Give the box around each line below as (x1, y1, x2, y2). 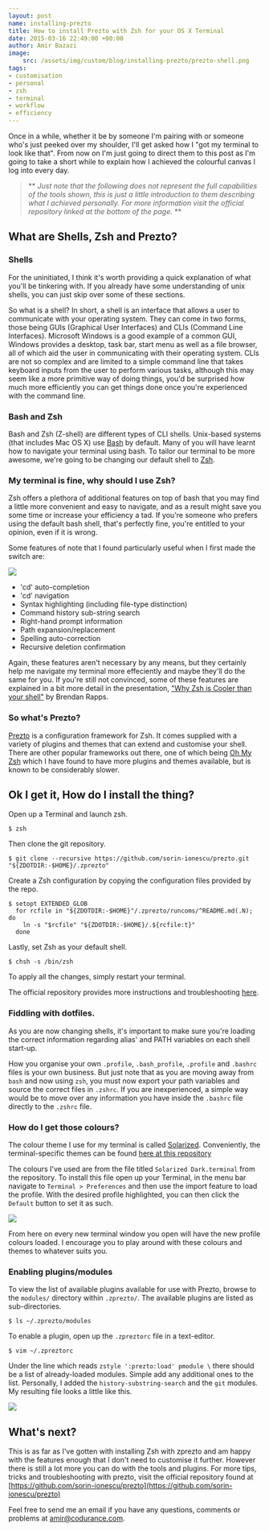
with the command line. (8, 391, 86, 400)
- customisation (8, 72, 63, 80)
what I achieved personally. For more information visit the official (27, 198, 244, 208)
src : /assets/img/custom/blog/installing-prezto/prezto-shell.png (22, 57, 250, 65)
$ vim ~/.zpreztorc (8, 1347, 74, 1355)
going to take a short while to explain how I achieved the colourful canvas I (8, 157, 255, 166)
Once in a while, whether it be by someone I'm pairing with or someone (8, 131, 244, 141)
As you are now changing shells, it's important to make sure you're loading (8, 1026, 255, 1036)
